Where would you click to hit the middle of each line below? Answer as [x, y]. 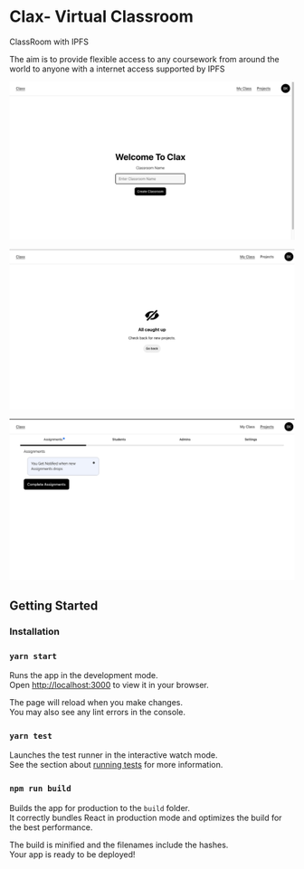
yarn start [33, 656]
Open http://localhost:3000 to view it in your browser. [109, 685]
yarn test [31, 736]
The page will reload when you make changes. [96, 703]
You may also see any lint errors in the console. [97, 713]
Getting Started [54, 605]
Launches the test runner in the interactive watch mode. [114, 755]
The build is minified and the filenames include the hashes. [119, 845]
